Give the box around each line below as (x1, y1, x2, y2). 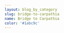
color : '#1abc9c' (4, 20, 40, 26)
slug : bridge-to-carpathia (4, 12, 60, 16)
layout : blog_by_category (4, 7, 57, 12)
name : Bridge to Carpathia (4, 16, 60, 21)
